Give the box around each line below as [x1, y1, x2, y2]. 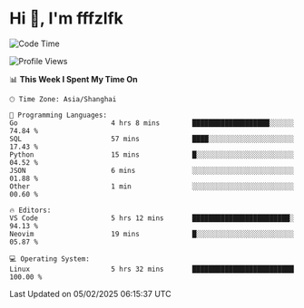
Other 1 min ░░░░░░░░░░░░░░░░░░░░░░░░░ [9, 181, 295, 191]
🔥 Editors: [9, 206, 52, 215]
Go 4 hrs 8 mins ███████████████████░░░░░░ [9, 118, 295, 128]
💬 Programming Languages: [9, 111, 107, 120]
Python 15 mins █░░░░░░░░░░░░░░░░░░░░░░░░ [9, 149, 295, 159]
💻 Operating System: [9, 254, 91, 264]
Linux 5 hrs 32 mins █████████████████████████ [9, 265, 295, 274]
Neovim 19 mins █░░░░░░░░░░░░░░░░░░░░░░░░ [9, 229, 295, 238]
